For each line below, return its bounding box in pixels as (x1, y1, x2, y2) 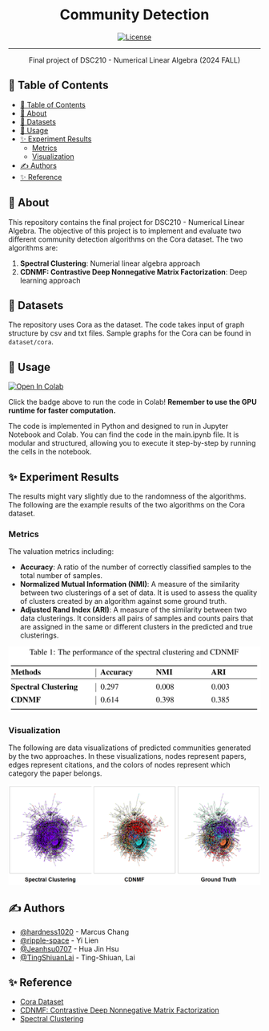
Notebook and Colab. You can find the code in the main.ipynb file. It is (8, 430, 239, 439)
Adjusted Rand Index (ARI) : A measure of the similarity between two (19, 605, 247, 615)
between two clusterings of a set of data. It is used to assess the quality (19, 588, 258, 597)
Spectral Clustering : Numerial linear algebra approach (19, 259, 201, 268)
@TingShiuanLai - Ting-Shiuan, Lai (19, 952, 136, 962)
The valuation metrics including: (8, 547, 114, 556)
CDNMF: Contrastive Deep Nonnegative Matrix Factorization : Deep (19, 267, 247, 276)
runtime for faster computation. (8, 405, 116, 415)
